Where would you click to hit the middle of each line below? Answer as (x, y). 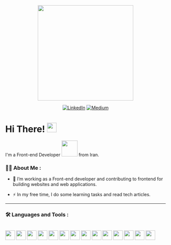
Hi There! (25, 129)
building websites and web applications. (55, 185)
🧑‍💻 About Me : (23, 168)
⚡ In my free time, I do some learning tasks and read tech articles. (82, 195)
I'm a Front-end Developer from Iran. (52, 155)
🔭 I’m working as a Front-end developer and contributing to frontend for (88, 179)
